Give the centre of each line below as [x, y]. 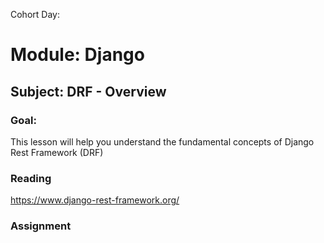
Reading [31, 178]
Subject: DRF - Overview [88, 91]
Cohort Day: [35, 14]
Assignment [41, 226]
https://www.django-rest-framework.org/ [95, 200]
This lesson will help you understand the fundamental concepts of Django [162, 141]
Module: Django [77, 55]
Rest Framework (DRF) [57, 152]
